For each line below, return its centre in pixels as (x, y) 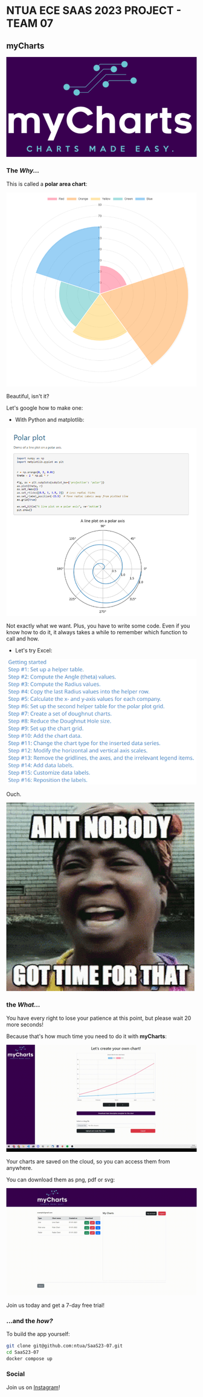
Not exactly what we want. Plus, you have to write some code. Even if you (98, 626)
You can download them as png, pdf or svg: (61, 1180)
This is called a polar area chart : (47, 184)
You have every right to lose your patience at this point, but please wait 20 (99, 1018)
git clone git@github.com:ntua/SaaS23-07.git (64, 1346)
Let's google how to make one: (45, 408)
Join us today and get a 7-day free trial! (55, 1305)
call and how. (23, 639)
